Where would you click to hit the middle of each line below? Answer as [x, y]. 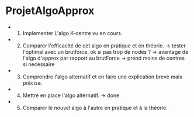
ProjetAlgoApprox [50, 11]
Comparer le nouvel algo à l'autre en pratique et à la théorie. [95, 108]
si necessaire [39, 64]
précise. [32, 82]
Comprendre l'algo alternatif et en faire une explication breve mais [102, 77]
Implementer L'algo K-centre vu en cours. [72, 33]
